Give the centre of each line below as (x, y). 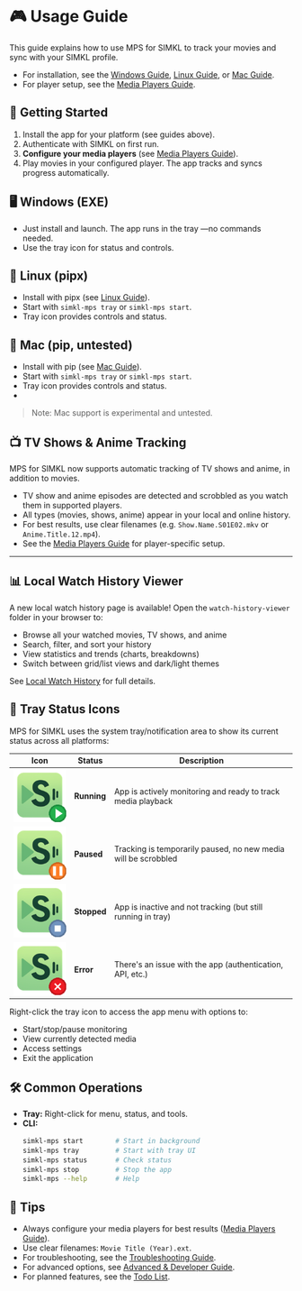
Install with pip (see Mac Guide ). (82, 367)
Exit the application (58, 1058)
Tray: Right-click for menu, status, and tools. (105, 1113)
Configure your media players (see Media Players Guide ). (130, 153)
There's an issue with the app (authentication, (199, 965)
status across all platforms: (59, 740)
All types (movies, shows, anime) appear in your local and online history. (156, 515)
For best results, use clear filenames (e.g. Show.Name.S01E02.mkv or (146, 524)
